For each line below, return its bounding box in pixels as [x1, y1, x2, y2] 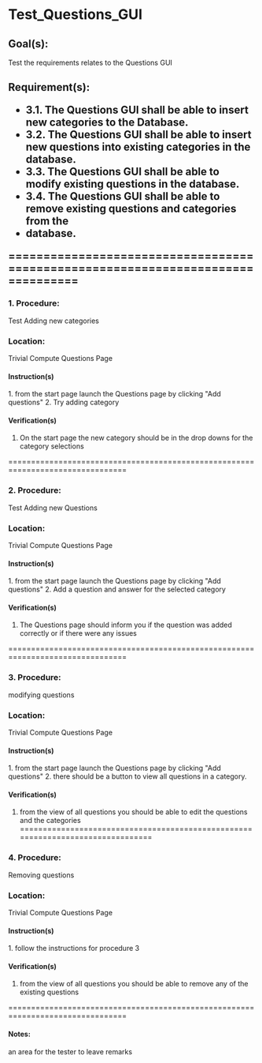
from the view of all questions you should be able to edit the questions [19, 807, 248, 817]
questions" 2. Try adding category [8, 397, 120, 408]
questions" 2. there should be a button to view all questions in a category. [8, 772, 247, 781]
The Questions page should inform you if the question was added [19, 620, 232, 629]
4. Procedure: [8, 852, 61, 863]
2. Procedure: [8, 485, 61, 496]
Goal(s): [8, 37, 49, 51]
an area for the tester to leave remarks [8, 1046, 132, 1056]
